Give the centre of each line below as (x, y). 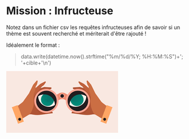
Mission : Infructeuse (60, 11)
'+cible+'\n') (36, 63)
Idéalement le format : (33, 45)
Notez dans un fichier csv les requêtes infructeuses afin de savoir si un (93, 27)
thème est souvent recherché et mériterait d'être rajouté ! (76, 33)
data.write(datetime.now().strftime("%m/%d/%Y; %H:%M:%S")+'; (102, 56)
